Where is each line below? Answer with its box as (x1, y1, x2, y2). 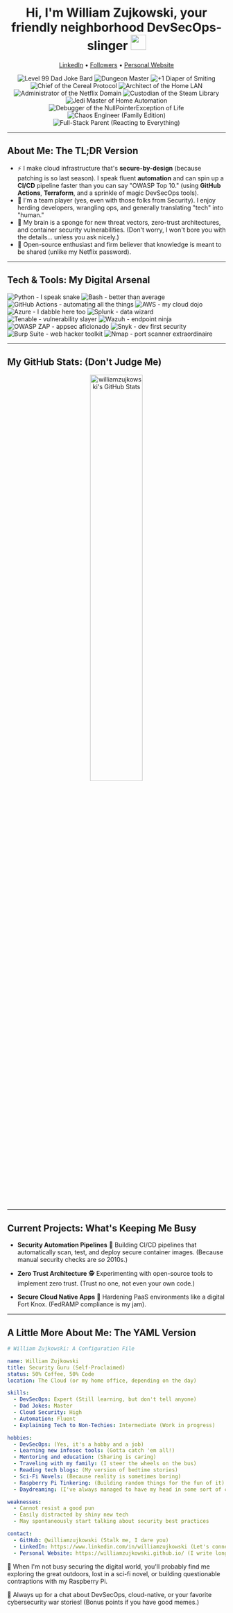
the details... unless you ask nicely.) (17, 232, 119, 241)
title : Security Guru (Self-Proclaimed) (7, 1364, 126, 1371)
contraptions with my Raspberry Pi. (7, 1577, 108, 1585)
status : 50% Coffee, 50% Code (7, 1370, 95, 1378)
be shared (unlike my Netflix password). (17, 248, 132, 256)
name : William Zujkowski (7, 1358, 79, 1365)
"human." (17, 210, 44, 219)
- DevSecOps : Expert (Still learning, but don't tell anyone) (13, 1396, 197, 1403)
